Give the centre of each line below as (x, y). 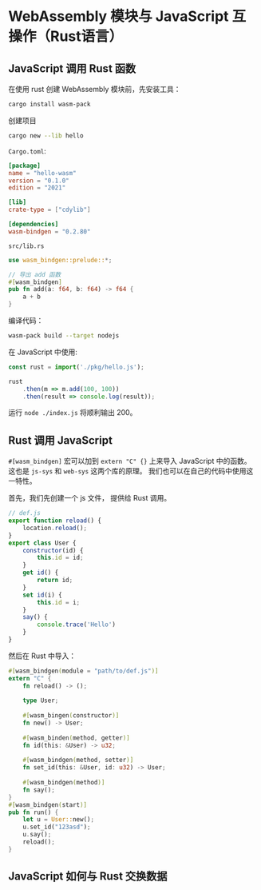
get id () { (41, 573)
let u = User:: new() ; (58, 820)
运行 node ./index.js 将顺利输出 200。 (73, 413)
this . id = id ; (60, 558)
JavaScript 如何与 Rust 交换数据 (88, 876)
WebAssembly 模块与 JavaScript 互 (127, 16)
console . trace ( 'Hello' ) (76, 625)
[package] (25, 166)
